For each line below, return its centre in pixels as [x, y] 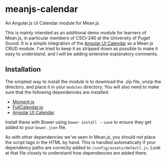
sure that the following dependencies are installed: [57, 92]
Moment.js [23, 102]
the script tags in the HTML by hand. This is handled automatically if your [80, 142]
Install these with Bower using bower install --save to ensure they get [78, 122]
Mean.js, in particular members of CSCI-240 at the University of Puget [78, 38]
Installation [23, 70]
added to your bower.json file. [36, 127]
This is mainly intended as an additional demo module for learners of [76, 32]
